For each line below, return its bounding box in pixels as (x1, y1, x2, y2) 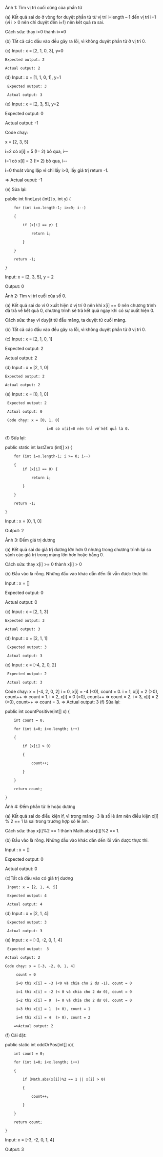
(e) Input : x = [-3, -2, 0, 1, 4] (5, 937, 62, 943)
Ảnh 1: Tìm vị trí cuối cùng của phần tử (5, 5, 82, 10)
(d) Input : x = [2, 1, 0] (5, 365, 49, 370)
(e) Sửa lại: (5, 187, 27, 192)
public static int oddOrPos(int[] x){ (5, 1042, 74, 1047)
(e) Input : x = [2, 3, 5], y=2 (5, 101, 60, 107)
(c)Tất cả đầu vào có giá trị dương (5, 875, 73, 881)
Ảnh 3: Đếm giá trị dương (5, 537, 56, 543)
